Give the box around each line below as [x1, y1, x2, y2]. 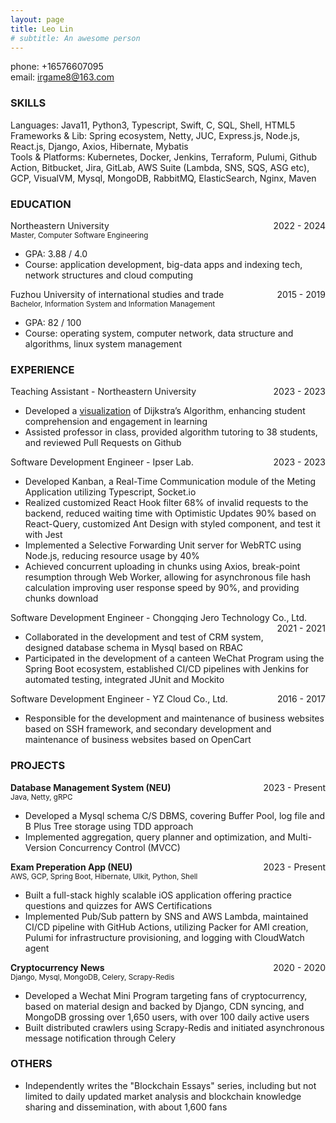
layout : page [10, 14, 65, 25]
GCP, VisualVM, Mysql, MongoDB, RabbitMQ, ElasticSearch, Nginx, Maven [10, 172, 317, 184]
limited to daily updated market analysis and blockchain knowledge [24, 1090, 302, 1102]
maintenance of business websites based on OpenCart [24, 734, 252, 746]
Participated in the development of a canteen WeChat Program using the [24, 652, 325, 665]
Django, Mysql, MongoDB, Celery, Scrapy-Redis [10, 972, 175, 982]
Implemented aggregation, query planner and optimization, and [24, 831, 286, 843]
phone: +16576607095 [10, 61, 104, 73]
